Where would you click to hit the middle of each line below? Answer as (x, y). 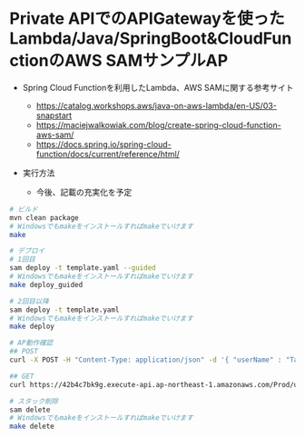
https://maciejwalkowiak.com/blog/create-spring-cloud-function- (158, 124)
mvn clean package (44, 218)
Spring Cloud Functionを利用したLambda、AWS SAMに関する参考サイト (158, 87)
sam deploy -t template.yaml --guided (83, 268)
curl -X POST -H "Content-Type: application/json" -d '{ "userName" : (146, 360)
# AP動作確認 (31, 343)
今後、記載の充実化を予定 (84, 192)
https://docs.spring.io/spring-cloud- (104, 144)
